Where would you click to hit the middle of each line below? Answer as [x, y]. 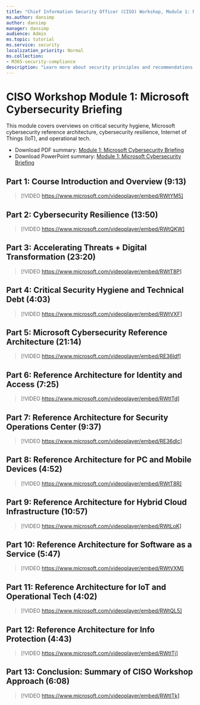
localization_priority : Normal [45, 51]
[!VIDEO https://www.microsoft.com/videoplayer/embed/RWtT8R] [101, 483]
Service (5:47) [33, 554]
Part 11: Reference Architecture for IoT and [86, 587]
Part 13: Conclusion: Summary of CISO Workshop [100, 672]
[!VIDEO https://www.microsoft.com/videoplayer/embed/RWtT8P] [101, 271]
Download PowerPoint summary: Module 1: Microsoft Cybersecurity [98, 156]
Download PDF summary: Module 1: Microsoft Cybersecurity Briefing [99, 150]
